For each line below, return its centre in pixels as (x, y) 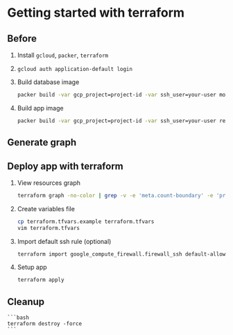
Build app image (40, 108)
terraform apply (41, 280)
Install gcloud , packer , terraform (63, 55)
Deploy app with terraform (65, 166)
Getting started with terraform (96, 13)
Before (22, 39)
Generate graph (42, 143)
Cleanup (26, 301)
